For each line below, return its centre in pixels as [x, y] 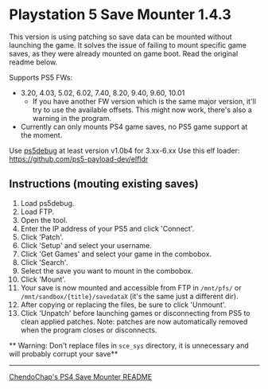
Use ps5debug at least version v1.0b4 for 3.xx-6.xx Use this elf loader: [124, 150]
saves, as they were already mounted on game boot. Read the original [124, 53]
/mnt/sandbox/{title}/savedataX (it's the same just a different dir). [129, 296]
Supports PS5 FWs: [41, 77]
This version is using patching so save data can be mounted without [120, 37]
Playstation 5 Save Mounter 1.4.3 [120, 15]
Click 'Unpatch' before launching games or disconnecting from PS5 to [135, 313]
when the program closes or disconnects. [89, 330]
